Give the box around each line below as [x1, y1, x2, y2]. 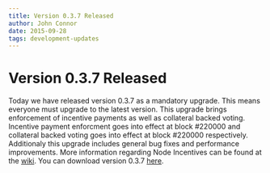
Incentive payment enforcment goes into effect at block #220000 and [8, 122, 241, 132]
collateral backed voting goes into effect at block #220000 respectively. [8, 130, 248, 140]
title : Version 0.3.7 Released [8, 11, 114, 20]
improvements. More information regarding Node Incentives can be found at [8, 147, 262, 158]
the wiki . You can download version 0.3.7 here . [8, 156, 164, 166]
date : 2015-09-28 [8, 27, 67, 35]
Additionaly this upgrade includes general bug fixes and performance [8, 139, 240, 149]
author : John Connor [8, 19, 78, 27]
